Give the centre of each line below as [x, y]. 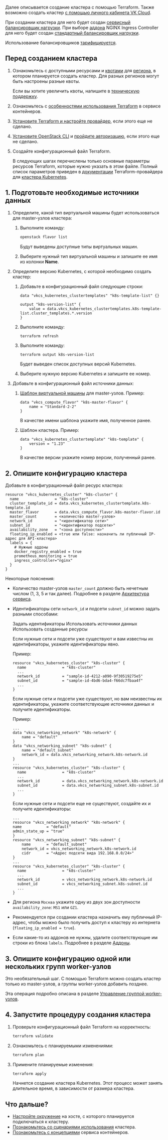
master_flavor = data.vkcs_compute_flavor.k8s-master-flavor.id [85, 512]
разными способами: [35, 614]
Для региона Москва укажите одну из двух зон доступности [76, 902]
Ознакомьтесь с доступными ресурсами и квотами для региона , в [84, 70]
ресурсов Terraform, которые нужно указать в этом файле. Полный [85, 166]
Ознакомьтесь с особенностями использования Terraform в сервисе [87, 106]
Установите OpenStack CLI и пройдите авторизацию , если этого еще [86, 136]
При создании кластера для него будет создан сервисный [68, 22]
